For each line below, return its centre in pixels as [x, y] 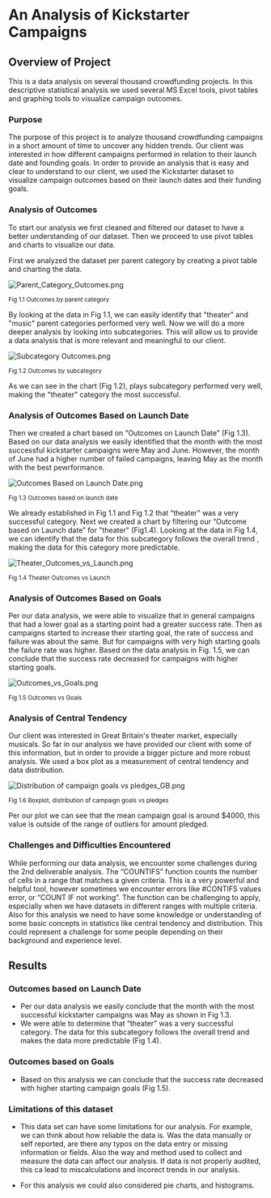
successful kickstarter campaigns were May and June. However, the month [134, 450]
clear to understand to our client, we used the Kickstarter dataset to [121, 172]
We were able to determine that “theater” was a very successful [127, 1024]
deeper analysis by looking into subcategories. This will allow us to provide [133, 331]
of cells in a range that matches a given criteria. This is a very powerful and [134, 880]
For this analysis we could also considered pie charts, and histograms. [137, 1185]
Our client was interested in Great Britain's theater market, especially [123, 736]
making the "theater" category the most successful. [95, 394]
